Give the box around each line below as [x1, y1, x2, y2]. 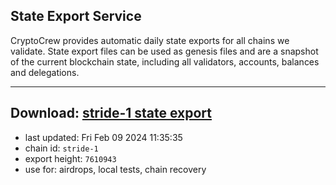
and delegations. [10, 66, 80, 78]
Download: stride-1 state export [10, 105, 213, 122]
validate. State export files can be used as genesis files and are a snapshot [10, 45, 319, 57]
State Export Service [10, 8, 142, 25]
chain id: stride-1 [24, 142, 99, 154]
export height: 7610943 [24, 152, 117, 164]
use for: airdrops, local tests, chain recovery [24, 163, 207, 175]
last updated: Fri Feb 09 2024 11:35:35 [24, 131, 183, 143]
